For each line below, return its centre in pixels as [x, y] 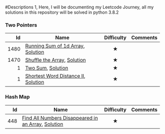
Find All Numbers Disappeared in [60, 118]
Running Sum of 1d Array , [55, 46]
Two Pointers [21, 25]
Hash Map [17, 97]
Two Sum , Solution [47, 68]
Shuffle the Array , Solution [55, 60]
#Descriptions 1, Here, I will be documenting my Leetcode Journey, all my [79, 7]
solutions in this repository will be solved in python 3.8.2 [62, 12]
